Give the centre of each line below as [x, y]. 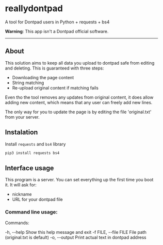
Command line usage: [31, 212]
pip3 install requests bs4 [32, 153]
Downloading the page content [43, 77]
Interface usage [30, 168]
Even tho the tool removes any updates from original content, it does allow [79, 97]
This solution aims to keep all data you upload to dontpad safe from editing [80, 63]
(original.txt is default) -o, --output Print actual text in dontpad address [76, 237]
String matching [28, 83]
